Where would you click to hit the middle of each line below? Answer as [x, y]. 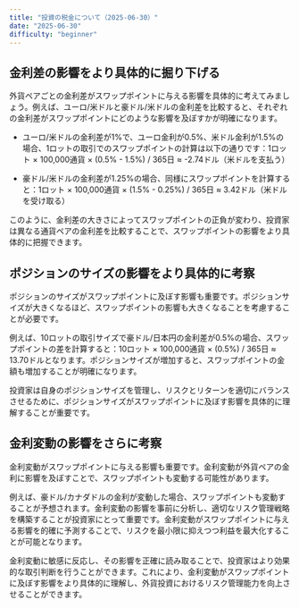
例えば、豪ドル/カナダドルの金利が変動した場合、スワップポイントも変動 [144, 496]
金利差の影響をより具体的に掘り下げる [115, 72]
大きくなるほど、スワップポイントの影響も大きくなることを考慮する [158, 308]
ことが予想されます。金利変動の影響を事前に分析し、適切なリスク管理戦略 [153, 508]
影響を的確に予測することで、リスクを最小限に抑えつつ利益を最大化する [149, 530]
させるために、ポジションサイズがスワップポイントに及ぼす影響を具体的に [146, 401]
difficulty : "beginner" [54, 34]
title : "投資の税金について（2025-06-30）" [84, 17]
